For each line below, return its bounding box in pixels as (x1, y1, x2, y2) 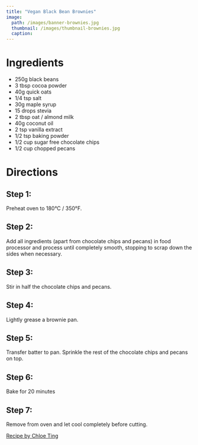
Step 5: (6, 333, 34, 343)
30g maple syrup (14, 101, 57, 108)
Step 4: (6, 300, 34, 311)
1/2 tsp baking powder (14, 133, 69, 140)
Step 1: (6, 189, 32, 199)
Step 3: (6, 267, 34, 278)
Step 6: (6, 372, 34, 382)
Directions (6, 166, 58, 179)
